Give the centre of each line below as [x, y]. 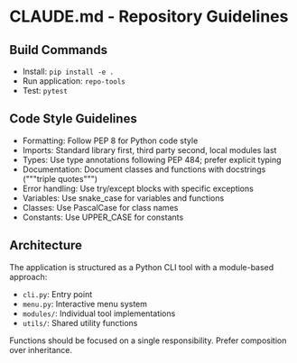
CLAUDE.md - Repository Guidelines [149, 17]
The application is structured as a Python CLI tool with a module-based [142, 267]
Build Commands [59, 50]
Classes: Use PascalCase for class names [100, 207]
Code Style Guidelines [73, 119]
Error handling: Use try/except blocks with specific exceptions [138, 188]
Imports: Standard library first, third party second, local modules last [149, 150]
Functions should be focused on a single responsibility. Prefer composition [148, 340]
